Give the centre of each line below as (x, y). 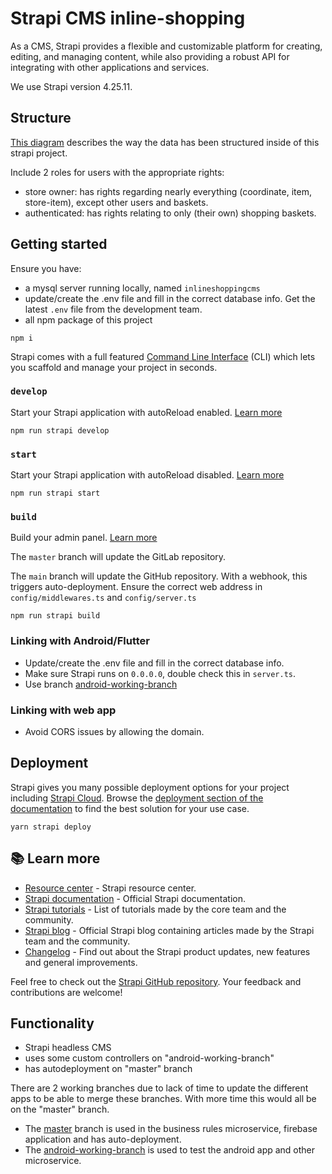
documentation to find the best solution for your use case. (130, 808)
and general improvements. (81, 962)
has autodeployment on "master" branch (108, 1069)
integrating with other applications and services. (110, 67)
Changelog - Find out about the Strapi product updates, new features (167, 951)
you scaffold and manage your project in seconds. (114, 367)
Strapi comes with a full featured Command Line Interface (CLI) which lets (163, 356)
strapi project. (39, 153)
